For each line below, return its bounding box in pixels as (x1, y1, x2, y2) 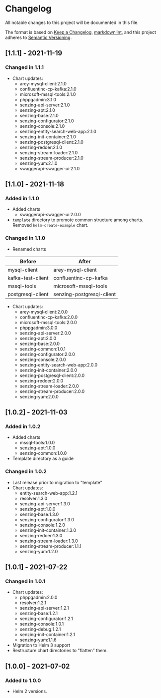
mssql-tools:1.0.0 (19, 440, 55, 446)
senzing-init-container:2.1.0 (19, 133, 76, 140)
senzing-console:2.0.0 (19, 356, 66, 362)
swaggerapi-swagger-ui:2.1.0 (19, 165, 80, 171)
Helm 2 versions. (12, 688, 47, 694)
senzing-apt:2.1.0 (19, 107, 56, 113)
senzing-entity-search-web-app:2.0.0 (19, 361, 98, 367)
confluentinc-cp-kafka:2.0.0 (19, 314, 78, 320)
